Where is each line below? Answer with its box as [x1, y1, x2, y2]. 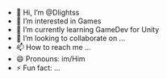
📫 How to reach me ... [15, 43, 91, 52]
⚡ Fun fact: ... [15, 63, 61, 73]
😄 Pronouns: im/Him [15, 54, 86, 64]
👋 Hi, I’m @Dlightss [15, 8, 80, 17]
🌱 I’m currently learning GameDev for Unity [15, 25, 160, 34]
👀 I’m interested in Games [15, 16, 102, 26]
